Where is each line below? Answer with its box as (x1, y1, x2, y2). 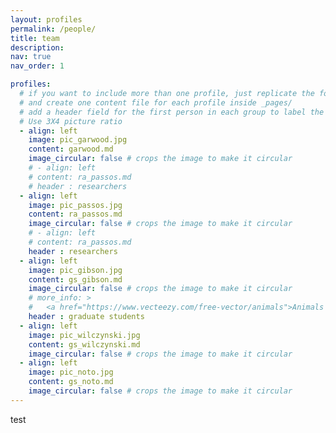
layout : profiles (10, 14, 83, 25)
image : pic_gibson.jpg (28, 265, 123, 275)
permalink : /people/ (10, 24, 97, 34)
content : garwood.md (28, 144, 114, 155)
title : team (10, 33, 60, 43)
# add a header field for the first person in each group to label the (19, 107, 325, 117)
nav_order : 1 (10, 61, 65, 71)
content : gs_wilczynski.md (28, 339, 141, 350)
